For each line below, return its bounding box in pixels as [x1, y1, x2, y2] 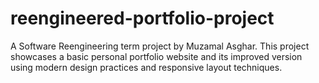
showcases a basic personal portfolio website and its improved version [10, 50, 303, 62]
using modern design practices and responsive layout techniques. [10, 61, 283, 73]
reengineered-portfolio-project [10, 7, 275, 30]
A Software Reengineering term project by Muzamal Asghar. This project [10, 40, 310, 52]
